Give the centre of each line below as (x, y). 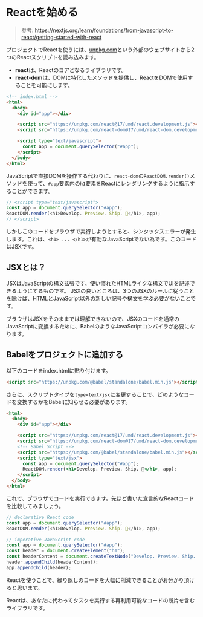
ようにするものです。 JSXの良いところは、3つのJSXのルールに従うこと (105, 290)
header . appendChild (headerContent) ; (52, 562)
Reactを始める (42, 12)
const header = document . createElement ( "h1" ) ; (66, 551)
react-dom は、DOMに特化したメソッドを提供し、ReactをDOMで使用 (101, 77)
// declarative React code (40, 517)
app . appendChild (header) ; (39, 567)
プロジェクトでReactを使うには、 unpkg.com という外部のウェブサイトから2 (100, 50)
